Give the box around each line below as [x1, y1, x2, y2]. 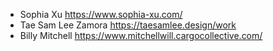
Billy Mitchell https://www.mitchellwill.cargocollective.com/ [19, 30, 263, 41]
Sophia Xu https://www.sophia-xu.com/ [19, 9, 183, 20]
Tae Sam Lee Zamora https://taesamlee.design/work [19, 19, 237, 31]
